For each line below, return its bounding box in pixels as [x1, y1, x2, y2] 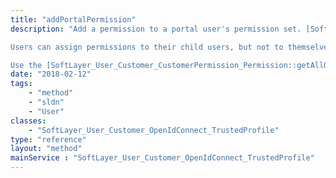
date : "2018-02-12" [10, 69, 92, 80]
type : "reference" [10, 134, 87, 145]
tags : [10, 79, 33, 89]
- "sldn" [28, 97, 65, 107]
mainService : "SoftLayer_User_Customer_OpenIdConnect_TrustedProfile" [10, 153, 315, 163]
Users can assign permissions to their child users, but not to [10, 42, 284, 52]
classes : [10, 116, 47, 126]
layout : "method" [10, 144, 83, 154]
